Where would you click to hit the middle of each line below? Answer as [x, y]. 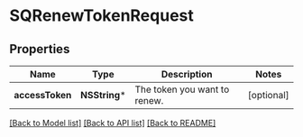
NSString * [103, 95]
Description [187, 74]
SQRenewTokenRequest [101, 16]
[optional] [268, 95]
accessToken [43, 95]
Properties [40, 49]
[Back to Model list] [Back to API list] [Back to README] [113, 123]
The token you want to [182, 89]
